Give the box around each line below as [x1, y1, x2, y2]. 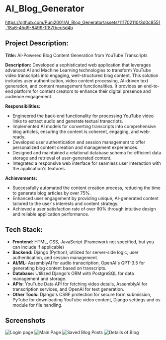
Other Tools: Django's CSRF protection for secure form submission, [12, 291, 152, 297]
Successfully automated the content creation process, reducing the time [12, 185, 161, 191]
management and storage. [12, 275, 67, 281]
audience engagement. [5, 93, 53, 99]
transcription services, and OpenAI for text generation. [12, 286, 124, 292]
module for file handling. [12, 302, 63, 308]
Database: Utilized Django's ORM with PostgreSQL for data [12, 270, 134, 276]
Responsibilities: [5, 103, 41, 109]
